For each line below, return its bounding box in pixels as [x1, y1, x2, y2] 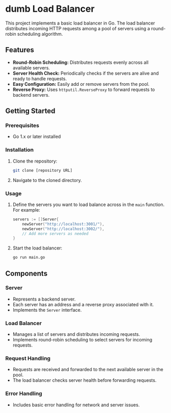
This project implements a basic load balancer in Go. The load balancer [5, 20, 155, 26]
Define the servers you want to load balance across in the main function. [12, 201, 165, 208]
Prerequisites [5, 122, 39, 129]
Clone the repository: [12, 158, 58, 164]
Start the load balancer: [12, 245, 63, 251]
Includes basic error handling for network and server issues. [12, 402, 140, 408]
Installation [5, 146, 34, 153]
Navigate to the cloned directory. [12, 177, 82, 183]
